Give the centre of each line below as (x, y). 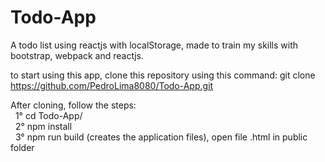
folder (22, 147)
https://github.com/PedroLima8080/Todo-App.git (112, 85)
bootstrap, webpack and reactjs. (77, 55)
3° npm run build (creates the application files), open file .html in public (161, 137)
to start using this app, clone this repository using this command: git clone (163, 75)
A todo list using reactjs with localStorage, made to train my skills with (154, 45)
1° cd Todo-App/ (48, 115)
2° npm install (43, 126)
